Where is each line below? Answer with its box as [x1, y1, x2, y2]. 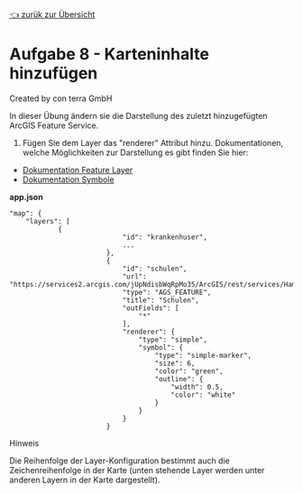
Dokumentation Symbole [22, 174, 115, 185]
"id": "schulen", [122, 264, 188, 273]
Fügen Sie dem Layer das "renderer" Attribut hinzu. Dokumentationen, [22, 137, 284, 148]
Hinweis [9, 437, 40, 448]
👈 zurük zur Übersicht [9, 9, 96, 20]
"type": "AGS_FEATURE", [122, 288, 212, 297]
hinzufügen [9, 63, 98, 84]
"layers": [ [25, 216, 70, 225]
